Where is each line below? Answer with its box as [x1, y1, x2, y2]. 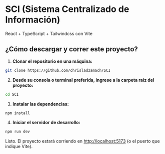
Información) [5, 14, 60, 25]
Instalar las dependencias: [12, 101, 69, 107]
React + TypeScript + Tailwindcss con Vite [5, 30, 92, 36]
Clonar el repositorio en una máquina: [12, 58, 92, 64]
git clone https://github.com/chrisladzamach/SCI [5, 68, 111, 73]
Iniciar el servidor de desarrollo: [12, 120, 80, 126]
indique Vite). [5, 144, 33, 150]
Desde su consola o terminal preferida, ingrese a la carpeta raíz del [12, 77, 154, 83]
